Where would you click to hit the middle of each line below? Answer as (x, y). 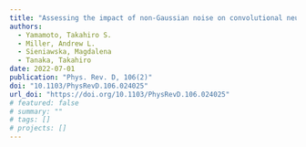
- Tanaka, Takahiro (55, 60)
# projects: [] (38, 129)
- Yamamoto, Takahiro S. (65, 35)
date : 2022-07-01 (42, 69)
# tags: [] (30, 120)
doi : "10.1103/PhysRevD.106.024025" (79, 86)
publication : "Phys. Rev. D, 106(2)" (81, 78)
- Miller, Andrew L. (56, 43)
